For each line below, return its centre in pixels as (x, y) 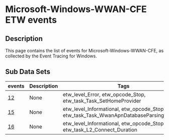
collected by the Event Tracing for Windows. (51, 56)
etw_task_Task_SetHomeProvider (102, 101)
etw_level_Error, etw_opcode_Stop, (104, 94)
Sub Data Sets (28, 72)
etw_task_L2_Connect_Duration (100, 129)
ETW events (31, 20)
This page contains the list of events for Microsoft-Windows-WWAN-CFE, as (84, 51)
